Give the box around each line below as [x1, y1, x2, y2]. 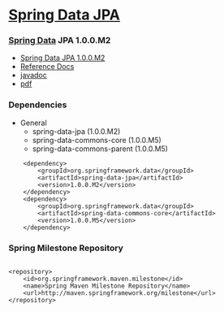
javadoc [19, 71, 47, 80]
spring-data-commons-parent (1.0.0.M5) [32, 144, 169, 154]
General [19, 118, 47, 128]
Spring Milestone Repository [8, 242, 124, 253]
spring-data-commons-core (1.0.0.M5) [32, 135, 162, 145]
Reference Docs [19, 62, 75, 71]
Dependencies [8, 99, 67, 110]
